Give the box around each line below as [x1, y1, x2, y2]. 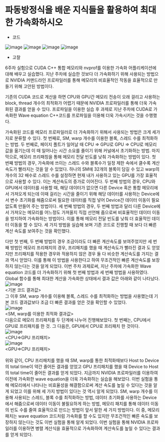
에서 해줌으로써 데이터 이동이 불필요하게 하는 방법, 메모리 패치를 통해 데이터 [5, 400, 150, 406]
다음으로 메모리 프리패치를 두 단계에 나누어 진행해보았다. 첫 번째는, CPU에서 [5, 317, 151, 323]
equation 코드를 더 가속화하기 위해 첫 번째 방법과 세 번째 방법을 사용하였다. [5, 269, 149, 275]
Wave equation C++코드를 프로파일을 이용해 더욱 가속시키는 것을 [18, 112, 144, 118]
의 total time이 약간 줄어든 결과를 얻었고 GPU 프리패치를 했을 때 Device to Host [5, 363, 159, 369]
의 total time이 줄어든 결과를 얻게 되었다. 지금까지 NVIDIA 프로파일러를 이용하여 [5, 369, 158, 376]
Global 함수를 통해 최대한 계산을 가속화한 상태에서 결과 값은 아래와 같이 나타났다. [5, 275, 160, 281]
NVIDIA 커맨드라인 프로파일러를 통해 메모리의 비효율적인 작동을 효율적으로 [10, 77, 153, 83]
